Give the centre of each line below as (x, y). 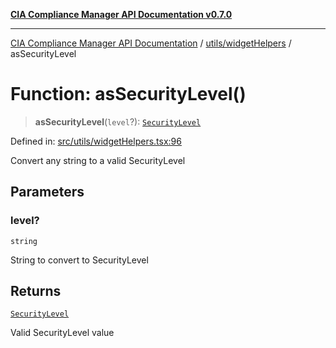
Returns (36, 291)
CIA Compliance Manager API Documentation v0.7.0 (121, 14)
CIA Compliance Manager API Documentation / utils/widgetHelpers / (151, 43)
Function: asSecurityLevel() (128, 94)
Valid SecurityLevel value (62, 333)
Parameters (47, 192)
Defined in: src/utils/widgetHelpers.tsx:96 (96, 141)
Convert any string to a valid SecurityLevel (98, 160)
